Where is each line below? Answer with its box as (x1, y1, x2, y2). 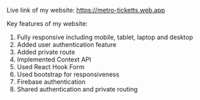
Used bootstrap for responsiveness (16, 70, 120, 78)
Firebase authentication (16, 78, 86, 86)
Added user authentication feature (16, 41, 117, 48)
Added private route (16, 48, 75, 56)
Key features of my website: (6, 20, 88, 27)
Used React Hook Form (16, 63, 85, 71)
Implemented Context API (16, 55, 92, 64)
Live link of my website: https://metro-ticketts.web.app (6, 6, 165, 14)
